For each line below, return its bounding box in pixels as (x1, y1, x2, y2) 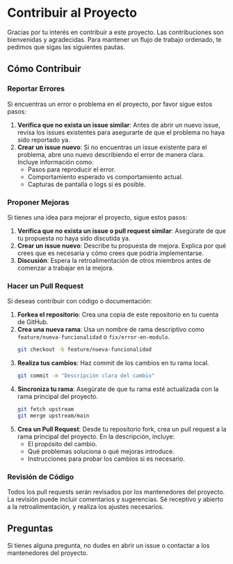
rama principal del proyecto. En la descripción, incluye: (17, 432, 175, 441)
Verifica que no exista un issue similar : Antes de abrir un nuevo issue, (17, 121, 220, 129)
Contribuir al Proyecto (7, 5, 138, 21)
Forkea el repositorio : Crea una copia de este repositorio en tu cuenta (17, 310, 219, 319)
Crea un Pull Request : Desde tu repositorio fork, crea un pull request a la (17, 425, 227, 433)
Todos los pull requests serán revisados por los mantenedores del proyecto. (7, 488, 225, 496)
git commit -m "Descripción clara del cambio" (17, 372, 155, 379)
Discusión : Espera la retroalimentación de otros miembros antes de (17, 256, 211, 264)
